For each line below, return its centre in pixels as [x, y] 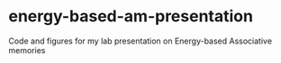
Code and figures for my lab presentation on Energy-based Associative [140, 41]
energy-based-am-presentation [131, 16]
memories [27, 50]
